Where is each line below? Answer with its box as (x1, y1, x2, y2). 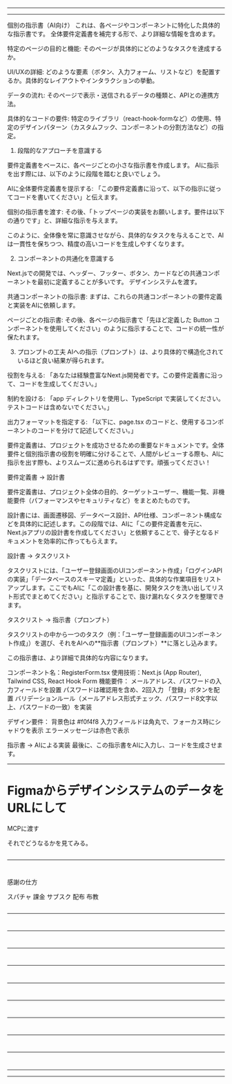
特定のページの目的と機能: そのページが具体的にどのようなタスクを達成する (7, 44, 222, 53)
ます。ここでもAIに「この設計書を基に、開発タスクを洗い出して (30, 583, 212, 592)
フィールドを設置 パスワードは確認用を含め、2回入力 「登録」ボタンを (12, 686, 214, 693)
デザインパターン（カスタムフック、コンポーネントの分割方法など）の (19, 123, 218, 131)
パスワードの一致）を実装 (19, 703, 92, 711)
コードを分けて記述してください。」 (37, 427, 137, 434)
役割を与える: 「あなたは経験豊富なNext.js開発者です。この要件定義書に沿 (7, 371, 217, 379)
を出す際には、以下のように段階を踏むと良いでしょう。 (7, 170, 164, 178)
